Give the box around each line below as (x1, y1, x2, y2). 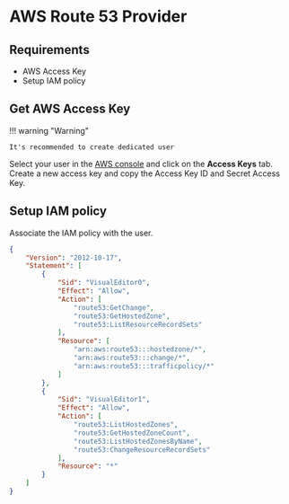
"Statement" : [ (25, 261, 83, 270)
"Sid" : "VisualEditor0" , (57, 279, 151, 287)
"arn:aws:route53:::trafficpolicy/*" (73, 361, 215, 370)
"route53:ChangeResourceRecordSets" (73, 445, 211, 455)
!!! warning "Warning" (9, 125, 90, 136)
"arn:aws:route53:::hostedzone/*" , (73, 345, 206, 354)
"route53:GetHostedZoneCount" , (73, 429, 191, 438)
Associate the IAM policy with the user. (9, 227, 153, 238)
